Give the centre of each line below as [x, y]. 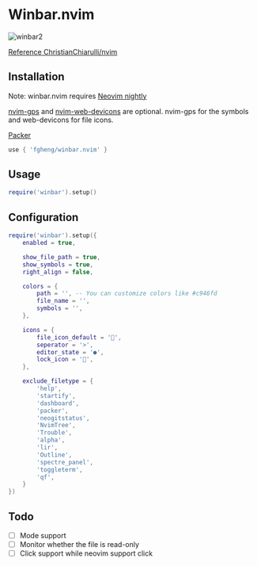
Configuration [43, 217]
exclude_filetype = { [58, 381]
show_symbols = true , [58, 264]
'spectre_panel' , [65, 462]
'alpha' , [51, 440]
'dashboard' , [58, 403]
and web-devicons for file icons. [61, 120]
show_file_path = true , [62, 257]
